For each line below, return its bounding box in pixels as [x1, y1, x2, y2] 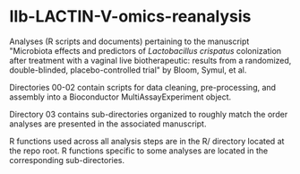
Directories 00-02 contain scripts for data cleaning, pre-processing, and [9, 82, 276, 92]
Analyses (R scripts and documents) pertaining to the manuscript [9, 36, 250, 47]
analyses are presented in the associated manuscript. [9, 118, 207, 129]
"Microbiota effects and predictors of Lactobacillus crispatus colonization [9, 45, 282, 56]
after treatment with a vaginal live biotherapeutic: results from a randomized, [9, 55, 292, 65]
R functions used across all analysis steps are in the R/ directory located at [9, 135, 285, 146]
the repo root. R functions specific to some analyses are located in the [9, 145, 269, 156]
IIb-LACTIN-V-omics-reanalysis [9, 6, 252, 27]
